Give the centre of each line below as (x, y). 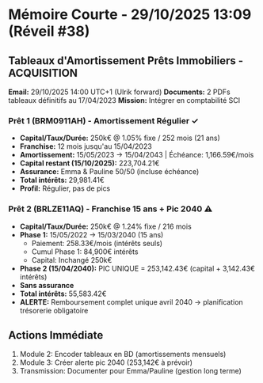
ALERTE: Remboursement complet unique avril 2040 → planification (131, 301)
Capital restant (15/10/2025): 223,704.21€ (90, 163)
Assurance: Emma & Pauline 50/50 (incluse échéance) (109, 172)
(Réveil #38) (49, 31)
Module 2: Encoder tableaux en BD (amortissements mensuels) (123, 355)
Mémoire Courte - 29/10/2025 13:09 (130, 15)
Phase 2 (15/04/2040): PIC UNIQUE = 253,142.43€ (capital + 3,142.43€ (137, 268)
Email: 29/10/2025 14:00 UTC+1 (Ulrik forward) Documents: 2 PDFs (120, 92)
